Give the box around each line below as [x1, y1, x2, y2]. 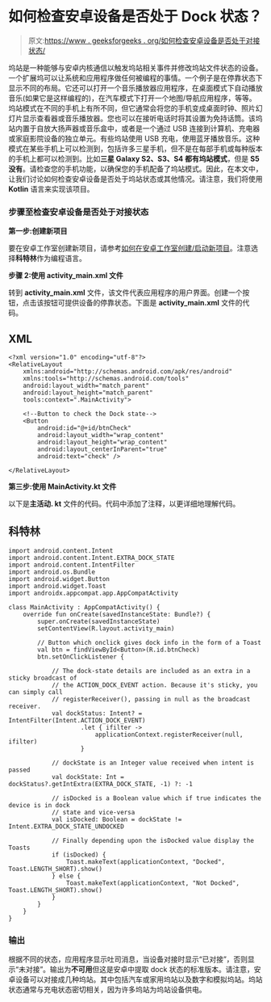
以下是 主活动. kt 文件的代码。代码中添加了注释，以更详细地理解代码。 [8, 499, 240, 509]
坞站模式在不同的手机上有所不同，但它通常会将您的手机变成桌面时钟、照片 [8, 103, 256, 113]
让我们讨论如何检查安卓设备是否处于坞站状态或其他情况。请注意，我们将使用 [8, 174, 263, 183]
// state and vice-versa [51, 808, 135, 816]
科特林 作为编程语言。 [15, 254, 86, 263]
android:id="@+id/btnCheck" [37, 424, 131, 432]
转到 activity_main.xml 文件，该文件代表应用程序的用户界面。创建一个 [8, 288, 244, 297]
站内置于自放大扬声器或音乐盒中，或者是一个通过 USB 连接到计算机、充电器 [8, 123, 261, 133]
